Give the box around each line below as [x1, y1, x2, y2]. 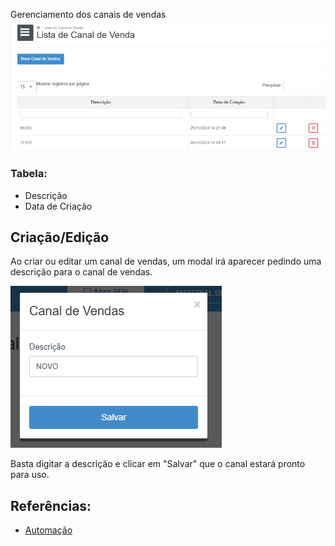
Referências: [10, 497, 92, 514]
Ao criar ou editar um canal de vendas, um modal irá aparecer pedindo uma [10, 255, 322, 268]
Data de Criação [24, 200, 93, 212]
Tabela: [10, 167, 48, 181]
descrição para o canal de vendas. [10, 266, 153, 278]
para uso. [10, 469, 50, 481]
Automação [24, 524, 73, 536]
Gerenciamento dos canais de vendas [10, 9, 167, 20]
